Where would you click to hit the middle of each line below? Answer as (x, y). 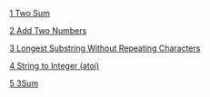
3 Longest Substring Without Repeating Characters (105, 48)
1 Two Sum (30, 13)
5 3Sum (24, 83)
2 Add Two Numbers (48, 30)
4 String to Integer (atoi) (55, 66)
